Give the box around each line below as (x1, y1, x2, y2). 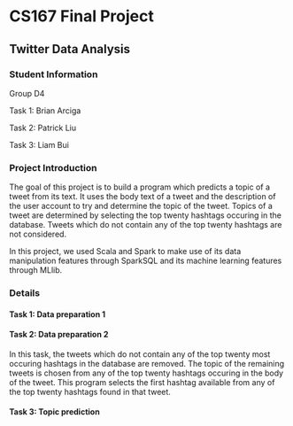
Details (9, 287, 41, 299)
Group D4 (9, 88, 45, 98)
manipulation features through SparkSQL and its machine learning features (9, 255, 282, 267)
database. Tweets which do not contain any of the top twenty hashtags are (9, 220, 282, 230)
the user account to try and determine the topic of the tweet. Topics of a (9, 201, 273, 212)
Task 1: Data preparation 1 (9, 308, 106, 320)
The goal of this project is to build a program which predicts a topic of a (9, 182, 270, 192)
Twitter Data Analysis (9, 42, 131, 57)
